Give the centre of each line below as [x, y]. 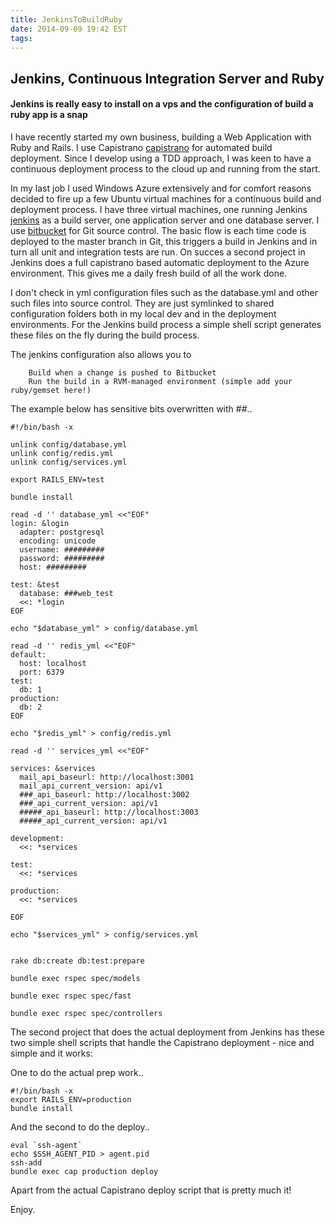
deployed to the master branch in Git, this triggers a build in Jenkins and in [164, 241]
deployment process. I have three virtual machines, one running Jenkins [159, 209]
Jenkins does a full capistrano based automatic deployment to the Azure [160, 262]
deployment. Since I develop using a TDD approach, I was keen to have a [161, 158]
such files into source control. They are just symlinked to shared [142, 303]
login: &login [40, 523]
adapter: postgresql [62, 532]
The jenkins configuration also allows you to [101, 354]
